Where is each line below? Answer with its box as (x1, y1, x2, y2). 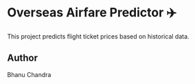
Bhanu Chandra (7, 70, 51, 78)
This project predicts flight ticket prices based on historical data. (7, 32, 190, 41)
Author (7, 52, 38, 64)
